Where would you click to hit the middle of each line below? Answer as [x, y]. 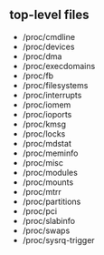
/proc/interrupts [52, 95]
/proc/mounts [48, 182]
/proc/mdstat [47, 143]
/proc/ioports [47, 114]
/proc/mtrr [42, 191]
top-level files [49, 15]
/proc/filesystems [55, 85]
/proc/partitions [52, 201]
